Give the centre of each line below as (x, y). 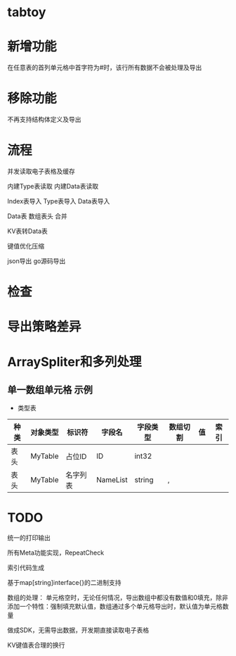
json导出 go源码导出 (37, 261)
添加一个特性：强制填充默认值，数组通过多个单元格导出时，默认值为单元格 (115, 607)
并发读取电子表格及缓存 (41, 171)
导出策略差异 (45, 327)
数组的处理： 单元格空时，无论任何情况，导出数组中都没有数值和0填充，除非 (118, 598)
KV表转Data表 (27, 231)
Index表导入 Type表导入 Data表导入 (59, 201)
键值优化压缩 (26, 246)
